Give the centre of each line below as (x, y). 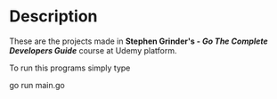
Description (53, 16)
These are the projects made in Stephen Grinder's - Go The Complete (139, 41)
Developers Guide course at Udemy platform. (93, 50)
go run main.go (37, 85)
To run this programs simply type (70, 68)
